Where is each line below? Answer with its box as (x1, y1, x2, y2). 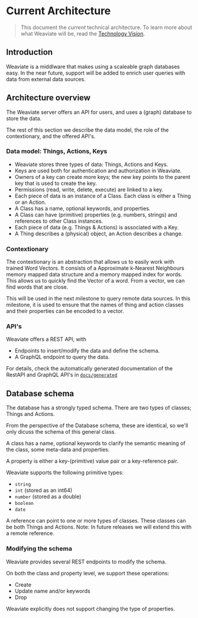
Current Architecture (6, 4, 111, 18)
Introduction (6, 47, 53, 57)
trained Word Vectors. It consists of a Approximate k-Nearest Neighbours (6, 265, 184, 272)
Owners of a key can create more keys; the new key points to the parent (14, 173, 191, 180)
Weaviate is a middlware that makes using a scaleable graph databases (6, 63, 180, 70)
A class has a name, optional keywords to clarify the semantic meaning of (6, 440, 186, 447)
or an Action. (14, 198, 46, 206)
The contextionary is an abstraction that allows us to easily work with (6, 258, 174, 265)
